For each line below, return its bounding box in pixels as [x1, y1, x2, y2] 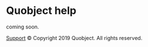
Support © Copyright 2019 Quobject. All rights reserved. [6, 34, 143, 41]
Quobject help [6, 4, 76, 17]
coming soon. [6, 23, 39, 30]
